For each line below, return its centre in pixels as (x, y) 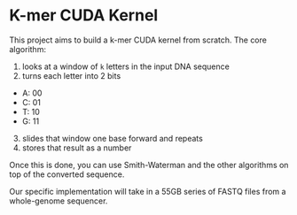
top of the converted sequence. (67, 174)
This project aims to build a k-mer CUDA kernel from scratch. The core (138, 40)
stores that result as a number (77, 148)
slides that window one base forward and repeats (113, 138)
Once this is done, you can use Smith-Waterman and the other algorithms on (149, 165)
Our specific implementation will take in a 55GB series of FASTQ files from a (148, 191)
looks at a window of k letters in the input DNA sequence (126, 66)
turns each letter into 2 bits (71, 75)
